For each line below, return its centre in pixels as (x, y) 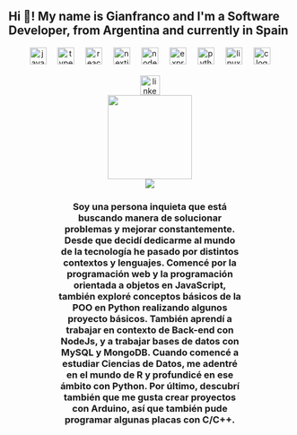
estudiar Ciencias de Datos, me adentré (150, 363)
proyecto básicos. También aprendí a (150, 318)
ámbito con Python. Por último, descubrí (150, 386)
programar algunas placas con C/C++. (150, 420)
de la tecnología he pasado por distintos (150, 251)
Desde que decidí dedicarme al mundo (150, 240)
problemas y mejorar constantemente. (150, 229)
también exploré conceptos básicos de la (150, 296)
